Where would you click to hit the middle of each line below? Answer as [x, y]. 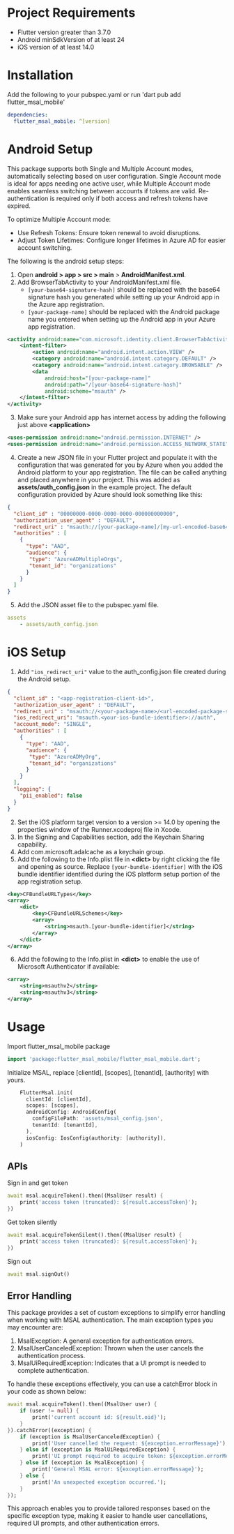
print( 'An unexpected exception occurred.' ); [100, 1482]
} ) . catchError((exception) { [49, 1430]
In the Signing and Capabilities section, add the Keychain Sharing [111, 837]
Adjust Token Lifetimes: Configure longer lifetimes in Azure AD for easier [122, 240]
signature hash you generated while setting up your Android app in [123, 297]
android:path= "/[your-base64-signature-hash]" [113, 385]
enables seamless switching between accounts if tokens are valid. [102, 191]
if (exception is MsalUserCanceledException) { [90, 1437]
